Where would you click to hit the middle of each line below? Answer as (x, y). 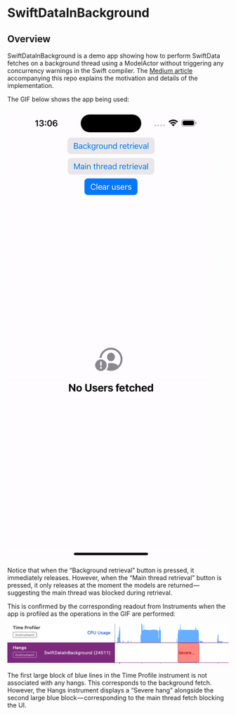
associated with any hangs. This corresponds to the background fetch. (110, 683)
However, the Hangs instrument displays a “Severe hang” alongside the (111, 690)
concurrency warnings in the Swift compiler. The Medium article (100, 71)
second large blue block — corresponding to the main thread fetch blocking (116, 697)
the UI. (17, 705)
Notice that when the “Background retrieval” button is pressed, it (101, 570)
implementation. (31, 85)
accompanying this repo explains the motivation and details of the (103, 78)
